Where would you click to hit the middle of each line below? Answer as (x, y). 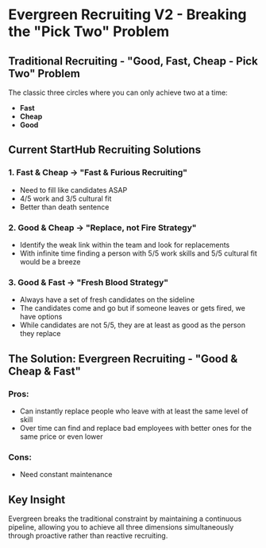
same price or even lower (61, 436)
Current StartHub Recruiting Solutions (104, 150)
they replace (40, 334)
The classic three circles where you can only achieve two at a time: (118, 92)
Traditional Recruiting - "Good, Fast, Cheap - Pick (133, 61)
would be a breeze (50, 261)
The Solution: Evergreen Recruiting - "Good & (123, 359)
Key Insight (37, 499)
